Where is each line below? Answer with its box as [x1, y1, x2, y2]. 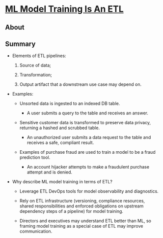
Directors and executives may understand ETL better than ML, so [19, 218, 151, 224]
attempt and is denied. [27, 169, 73, 175]
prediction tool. [19, 154, 51, 161]
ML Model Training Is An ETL [5, 3, 124, 15]
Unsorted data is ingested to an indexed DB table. [19, 101, 120, 106]
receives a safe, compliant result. [27, 139, 94, 146]
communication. [19, 228, 53, 235]
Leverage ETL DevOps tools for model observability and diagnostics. [19, 188, 159, 194]
